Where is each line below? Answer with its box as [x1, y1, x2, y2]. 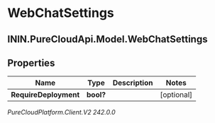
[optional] [159, 90, 193, 100]
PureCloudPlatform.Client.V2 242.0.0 [7, 108, 116, 117]
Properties [7, 57, 55, 69]
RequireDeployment [11, 90, 80, 100]
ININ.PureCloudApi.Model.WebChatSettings [7, 33, 208, 45]
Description [112, 78, 153, 88]
